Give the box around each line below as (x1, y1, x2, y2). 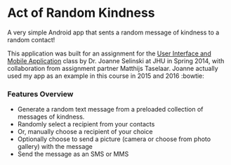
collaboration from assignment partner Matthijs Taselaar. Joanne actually (7, 64, 219, 72)
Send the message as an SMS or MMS (17, 150, 129, 159)
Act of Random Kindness (7, 5, 155, 21)
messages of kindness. (17, 112, 85, 121)
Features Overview (7, 89, 74, 99)
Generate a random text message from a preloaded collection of (17, 105, 204, 114)
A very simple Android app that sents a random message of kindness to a (7, 28, 220, 37)
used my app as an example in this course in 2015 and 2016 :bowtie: (7, 72, 205, 80)
